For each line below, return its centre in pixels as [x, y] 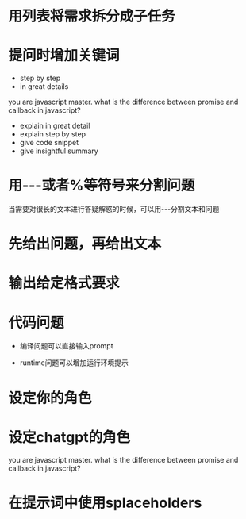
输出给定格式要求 [64, 283]
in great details [44, 86]
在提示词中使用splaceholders [105, 503]
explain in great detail [55, 126]
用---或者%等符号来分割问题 [102, 185]
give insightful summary [59, 151]
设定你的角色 [50, 398]
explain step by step [52, 134]
